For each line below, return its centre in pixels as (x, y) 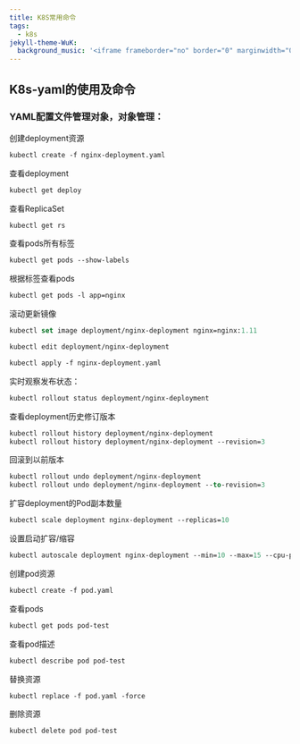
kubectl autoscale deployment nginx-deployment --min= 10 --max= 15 (135, 555)
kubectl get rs (37, 225)
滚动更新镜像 (33, 314)
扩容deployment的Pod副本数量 (66, 503)
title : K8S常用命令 (43, 17)
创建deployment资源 (47, 138)
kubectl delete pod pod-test (63, 731)
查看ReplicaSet (37, 208)
